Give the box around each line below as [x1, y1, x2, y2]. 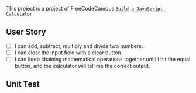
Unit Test [6, 79, 40, 89]
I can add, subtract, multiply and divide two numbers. [14, 42, 143, 49]
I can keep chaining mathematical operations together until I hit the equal [14, 56, 191, 63]
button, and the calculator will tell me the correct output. [14, 63, 150, 69]
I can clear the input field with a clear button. [14, 49, 123, 56]
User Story [6, 27, 46, 37]
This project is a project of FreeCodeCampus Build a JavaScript [6, 5, 163, 12]
